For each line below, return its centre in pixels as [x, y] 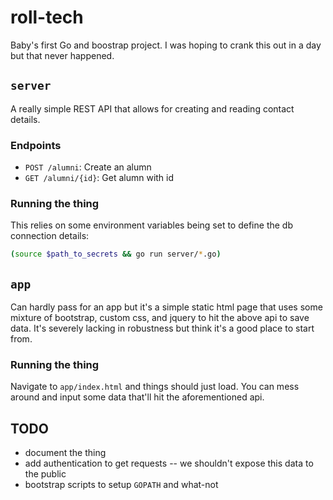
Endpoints [36, 145]
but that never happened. [62, 55]
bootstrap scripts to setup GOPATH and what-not [121, 485]
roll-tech [47, 17]
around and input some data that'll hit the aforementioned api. [137, 397]
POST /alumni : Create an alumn [88, 167]
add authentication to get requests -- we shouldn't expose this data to [169, 463]
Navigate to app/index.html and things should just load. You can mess [155, 387]
